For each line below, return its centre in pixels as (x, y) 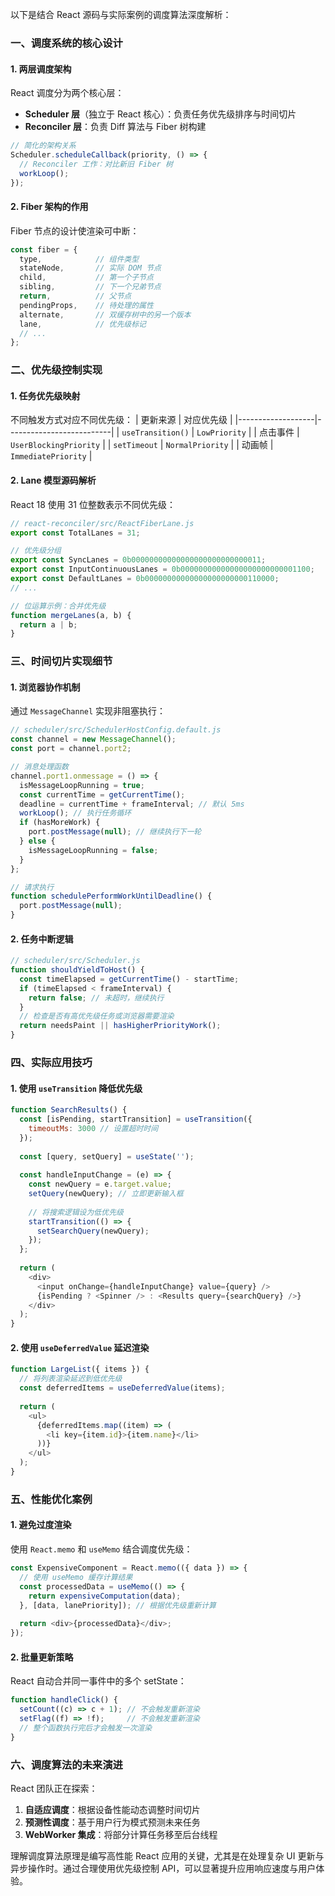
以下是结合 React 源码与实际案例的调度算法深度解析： (121, 14)
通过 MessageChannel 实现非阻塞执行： (88, 711)
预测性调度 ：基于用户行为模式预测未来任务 (112, 1822)
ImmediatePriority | (51, 456)
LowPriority (221, 433)
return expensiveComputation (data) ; (105, 1596)
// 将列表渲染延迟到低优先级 (71, 1379)
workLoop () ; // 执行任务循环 (75, 813)
